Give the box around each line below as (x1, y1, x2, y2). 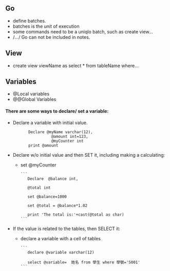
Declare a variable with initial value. (12, 119, 88, 126)
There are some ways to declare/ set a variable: (5, 108, 109, 114)
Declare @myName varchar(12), (28, 129, 93, 135)
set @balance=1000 (27, 194, 67, 199)
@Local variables (12, 91, 50, 97)
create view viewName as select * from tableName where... (12, 62, 139, 69)
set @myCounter (20, 161, 56, 168)
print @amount (28, 143, 59, 148)
